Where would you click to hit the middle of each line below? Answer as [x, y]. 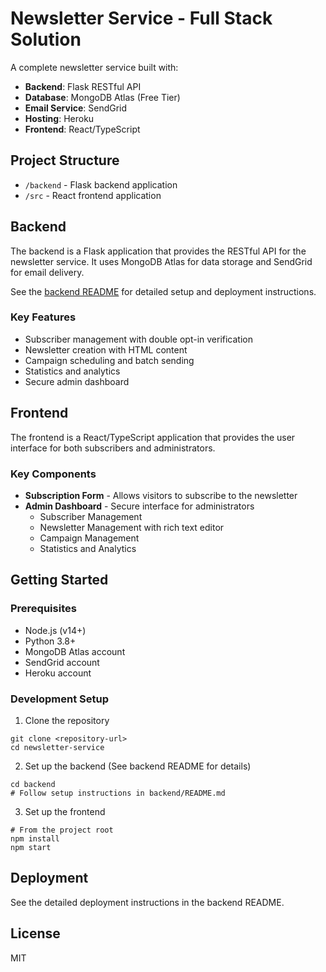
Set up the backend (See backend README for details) [138, 766]
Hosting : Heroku [59, 118]
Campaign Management [89, 538]
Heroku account [58, 673]
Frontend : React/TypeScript [82, 129]
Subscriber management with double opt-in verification [139, 339]
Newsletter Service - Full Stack [141, 18]
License [35, 933]
